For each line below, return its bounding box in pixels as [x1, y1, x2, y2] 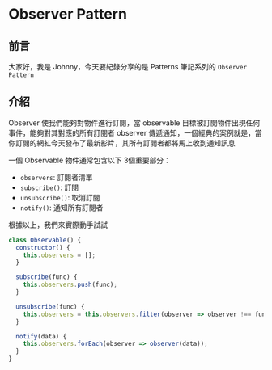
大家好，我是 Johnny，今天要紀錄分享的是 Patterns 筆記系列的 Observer [8, 62, 248, 71]
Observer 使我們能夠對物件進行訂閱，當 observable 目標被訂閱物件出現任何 [8, 118, 261, 128]
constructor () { [15, 243, 70, 251]
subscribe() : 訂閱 [19, 183, 79, 192]
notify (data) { [15, 332, 67, 340]
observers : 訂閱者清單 [19, 172, 93, 182]
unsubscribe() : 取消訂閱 [19, 192, 100, 202]
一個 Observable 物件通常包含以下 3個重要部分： [8, 155, 172, 165]
